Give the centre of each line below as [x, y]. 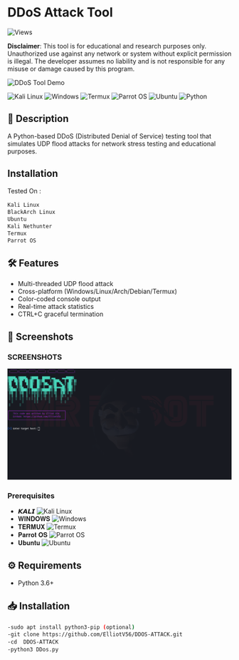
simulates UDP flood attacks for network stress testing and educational [112, 143]
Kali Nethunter [30, 226]
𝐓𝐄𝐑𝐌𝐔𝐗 [31, 527]
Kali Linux [23, 205]
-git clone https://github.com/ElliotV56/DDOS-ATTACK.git [95, 635]
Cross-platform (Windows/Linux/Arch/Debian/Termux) [97, 291]
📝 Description [38, 119]
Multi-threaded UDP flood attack [65, 284]
